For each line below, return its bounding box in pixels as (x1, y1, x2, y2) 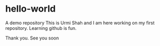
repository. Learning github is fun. (5, 25, 77, 31)
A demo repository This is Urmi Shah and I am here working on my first (5, 20, 155, 26)
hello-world (5, 3, 56, 15)
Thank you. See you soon (5, 35, 59, 41)
